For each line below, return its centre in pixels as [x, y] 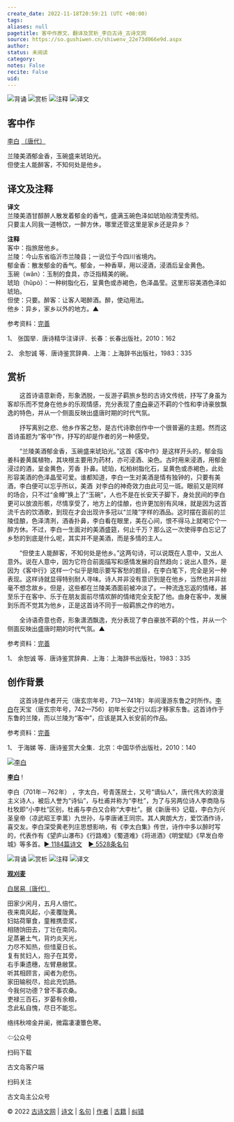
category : [22, 59]
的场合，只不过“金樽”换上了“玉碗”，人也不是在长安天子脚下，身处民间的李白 [116, 494]
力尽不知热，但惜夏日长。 [44, 946]
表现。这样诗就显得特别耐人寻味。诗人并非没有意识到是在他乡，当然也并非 [114, 579]
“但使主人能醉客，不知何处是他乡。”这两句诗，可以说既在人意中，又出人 [121, 553]
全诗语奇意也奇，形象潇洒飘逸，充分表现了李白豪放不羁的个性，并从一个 [123, 620]
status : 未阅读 [28, 53]
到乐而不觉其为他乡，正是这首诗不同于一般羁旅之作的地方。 [93, 605]
